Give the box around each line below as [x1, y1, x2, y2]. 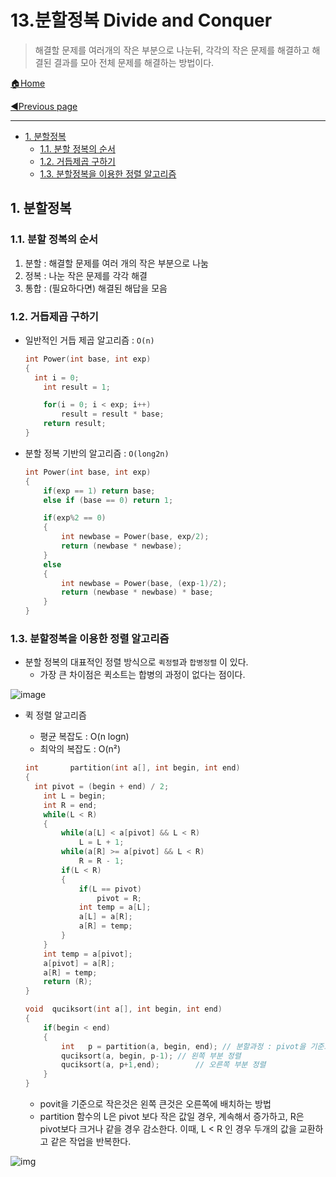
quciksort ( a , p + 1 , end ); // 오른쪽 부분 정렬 [61, 1060, 267, 1070]
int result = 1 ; [43, 382, 111, 392]
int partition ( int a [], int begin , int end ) [24, 763, 241, 773]
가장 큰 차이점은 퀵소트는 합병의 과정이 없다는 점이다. [39, 669, 246, 681]
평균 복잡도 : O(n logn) [39, 731, 130, 743]
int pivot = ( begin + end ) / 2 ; [34, 782, 170, 792]
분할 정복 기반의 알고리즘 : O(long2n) [24, 447, 170, 459]
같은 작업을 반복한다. [50, 1136, 132, 1148]
